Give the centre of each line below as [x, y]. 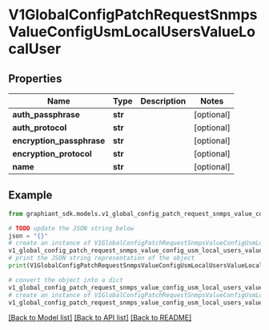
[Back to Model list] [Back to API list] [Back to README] [100, 318]
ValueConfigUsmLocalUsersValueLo [132, 32]
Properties [35, 78]
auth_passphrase [46, 114]
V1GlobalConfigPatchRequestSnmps [133, 15]
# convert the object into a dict [66, 280]
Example [30, 196]
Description [163, 101]
